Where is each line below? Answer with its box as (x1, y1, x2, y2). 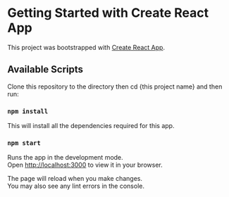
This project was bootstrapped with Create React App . (7, 43, 166, 51)
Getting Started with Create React (7, 5, 209, 21)
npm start (7, 139, 41, 147)
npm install (7, 107, 49, 115)
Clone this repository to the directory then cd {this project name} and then (7, 82, 223, 91)
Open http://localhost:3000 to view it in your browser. (7, 160, 163, 170)
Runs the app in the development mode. (7, 153, 123, 162)
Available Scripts (7, 63, 83, 75)
